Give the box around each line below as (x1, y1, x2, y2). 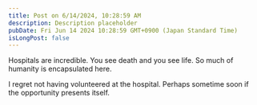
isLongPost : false (8, 33, 70, 42)
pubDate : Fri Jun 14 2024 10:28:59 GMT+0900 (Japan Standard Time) (8, 26, 239, 34)
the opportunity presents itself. (8, 88, 110, 98)
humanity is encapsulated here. (8, 64, 112, 74)
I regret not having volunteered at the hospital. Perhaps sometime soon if (8, 80, 250, 89)
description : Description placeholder (8, 19, 138, 27)
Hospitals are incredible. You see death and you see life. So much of (8, 56, 234, 65)
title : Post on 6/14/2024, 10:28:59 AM (8, 11, 142, 20)
